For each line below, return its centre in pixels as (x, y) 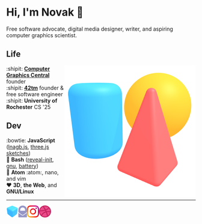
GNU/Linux (20, 191)
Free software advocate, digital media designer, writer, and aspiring (90, 29)
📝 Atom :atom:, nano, (32, 172)
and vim (16, 178)
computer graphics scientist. (41, 35)
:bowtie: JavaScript (31, 140)
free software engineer (35, 94)
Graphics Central (28, 75)
